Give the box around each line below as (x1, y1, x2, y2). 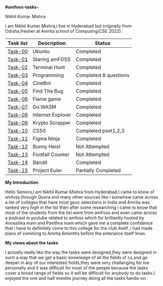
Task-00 (7, 48, 28, 55)
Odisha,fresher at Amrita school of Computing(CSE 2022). (5, 28, 122, 34)
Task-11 (7, 135, 28, 142)
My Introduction (5, 180, 39, 185)
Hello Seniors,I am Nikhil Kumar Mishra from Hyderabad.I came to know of (5, 189, 155, 195)
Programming (32, 72, 64, 79)
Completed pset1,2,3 (75, 127, 125, 134)
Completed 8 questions (75, 72, 130, 79)
